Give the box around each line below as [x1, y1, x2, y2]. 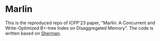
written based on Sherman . [5, 30, 61, 36]
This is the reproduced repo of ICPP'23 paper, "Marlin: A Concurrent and [5, 20, 155, 26]
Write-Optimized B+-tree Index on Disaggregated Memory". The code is [5, 25, 153, 31]
